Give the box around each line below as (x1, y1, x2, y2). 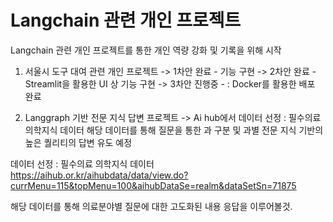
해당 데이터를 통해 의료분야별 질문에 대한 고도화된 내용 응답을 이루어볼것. (10, 200, 293, 212)
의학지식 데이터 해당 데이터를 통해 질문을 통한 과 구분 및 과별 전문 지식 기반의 (24, 124, 324, 136)
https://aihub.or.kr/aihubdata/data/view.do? (10, 169, 189, 181)
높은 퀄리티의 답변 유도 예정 (24, 136, 133, 148)
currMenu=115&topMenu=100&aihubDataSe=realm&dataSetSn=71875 (10, 179, 297, 191)
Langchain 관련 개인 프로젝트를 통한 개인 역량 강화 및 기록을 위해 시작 (10, 44, 282, 56)
